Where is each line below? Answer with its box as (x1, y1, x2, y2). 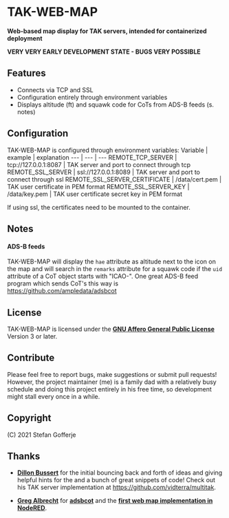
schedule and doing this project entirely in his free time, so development (7, 385, 212, 393)
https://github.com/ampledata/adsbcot (7, 287, 117, 295)
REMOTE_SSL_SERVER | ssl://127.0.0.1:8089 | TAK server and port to (7, 168, 201, 176)
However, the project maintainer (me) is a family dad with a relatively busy (7, 378, 217, 386)
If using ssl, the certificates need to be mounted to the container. (7, 203, 190, 211)
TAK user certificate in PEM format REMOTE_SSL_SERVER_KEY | (7, 182, 190, 191)
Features (7, 67, 46, 79)
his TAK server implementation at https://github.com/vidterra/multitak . (17, 483, 217, 492)
